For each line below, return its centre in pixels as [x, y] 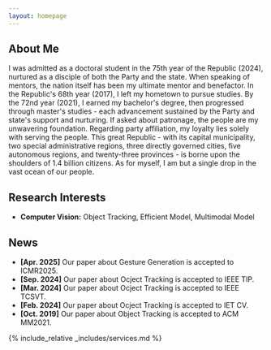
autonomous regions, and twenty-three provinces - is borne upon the [125, 154]
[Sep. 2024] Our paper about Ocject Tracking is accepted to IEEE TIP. [137, 279]
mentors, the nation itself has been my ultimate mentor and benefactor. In [131, 85]
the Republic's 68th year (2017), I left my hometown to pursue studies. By [131, 94]
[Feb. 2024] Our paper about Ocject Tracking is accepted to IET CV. [134, 305]
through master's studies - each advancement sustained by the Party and [132, 111]
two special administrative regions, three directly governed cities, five [125, 146]
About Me [34, 49]
